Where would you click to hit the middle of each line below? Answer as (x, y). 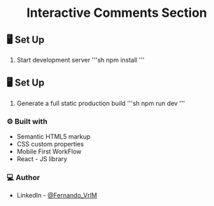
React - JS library (42, 159)
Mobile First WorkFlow (49, 151)
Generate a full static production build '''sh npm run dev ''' (101, 103)
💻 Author (23, 178)
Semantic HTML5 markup (53, 137)
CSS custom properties (50, 144)
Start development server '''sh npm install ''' (80, 60)
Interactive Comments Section (117, 13)
